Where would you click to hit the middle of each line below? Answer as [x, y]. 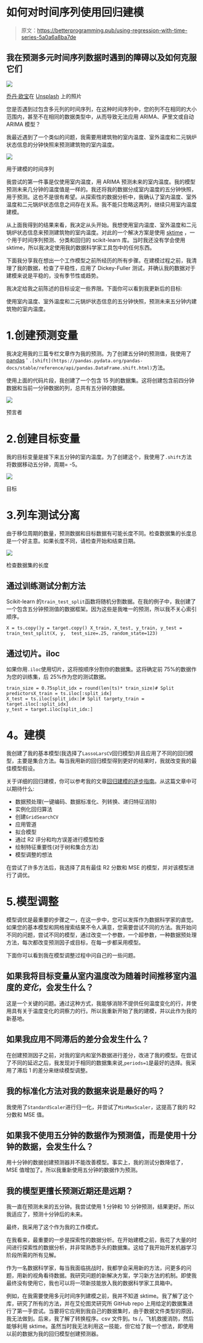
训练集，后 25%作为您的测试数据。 [66, 677]
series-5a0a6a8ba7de [49, 37]
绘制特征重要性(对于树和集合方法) [57, 847]
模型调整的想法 [34, 855]
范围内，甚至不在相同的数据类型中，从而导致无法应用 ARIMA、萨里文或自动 [100, 116]
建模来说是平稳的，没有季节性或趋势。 [54, 276]
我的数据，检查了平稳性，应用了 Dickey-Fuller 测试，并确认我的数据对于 [106, 268]
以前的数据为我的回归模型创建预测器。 [54, 1334]
